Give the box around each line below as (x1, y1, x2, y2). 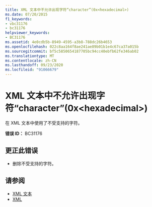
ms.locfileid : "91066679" (5, 68, 59, 72)
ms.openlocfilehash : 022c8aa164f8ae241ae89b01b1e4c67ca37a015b (5, 44, 139, 49)
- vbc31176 (5, 21, 28, 26)
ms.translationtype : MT (5, 53, 55, 59)
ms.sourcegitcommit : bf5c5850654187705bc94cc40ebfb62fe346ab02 (5, 49, 139, 54)
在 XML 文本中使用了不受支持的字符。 (5, 120, 82, 126)
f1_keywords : (5, 16, 32, 21)
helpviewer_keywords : (5, 30, 50, 35)
